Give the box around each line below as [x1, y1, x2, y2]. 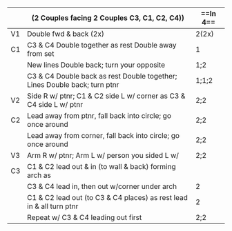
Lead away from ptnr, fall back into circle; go [27, 111, 171, 120]
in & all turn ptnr [27, 201, 79, 211]
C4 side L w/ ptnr [27, 100, 84, 109]
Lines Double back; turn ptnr [27, 80, 119, 89]
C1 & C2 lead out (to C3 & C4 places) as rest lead [27, 193, 188, 202]
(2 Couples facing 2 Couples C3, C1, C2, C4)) [31, 13, 185, 23]
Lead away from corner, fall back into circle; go [27, 131, 180, 140]
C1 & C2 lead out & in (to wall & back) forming [27, 162, 176, 171]
